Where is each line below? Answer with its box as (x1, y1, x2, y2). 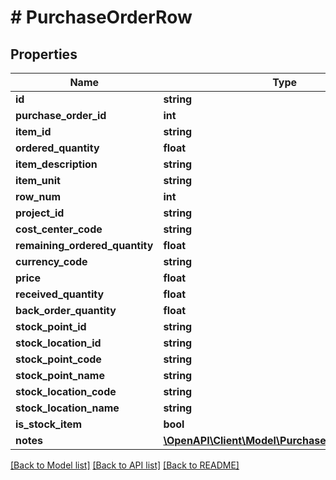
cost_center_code (15, 222, 103, 236)
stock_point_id (15, 320, 87, 333)
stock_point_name (15, 369, 105, 382)
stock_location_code (15, 385, 117, 398)
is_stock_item (15, 417, 83, 431)
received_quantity (15, 287, 105, 301)
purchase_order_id (15, 109, 107, 122)
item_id (15, 125, 52, 138)
